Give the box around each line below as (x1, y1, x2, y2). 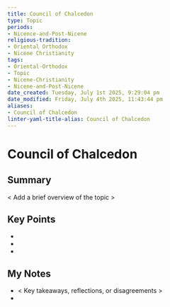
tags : (7, 57, 23, 64)
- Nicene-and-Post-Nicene (7, 83, 84, 90)
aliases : (7, 103, 33, 110)
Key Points (7, 214, 56, 226)
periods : (7, 23, 33, 30)
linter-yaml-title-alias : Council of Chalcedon (7, 115, 151, 122)
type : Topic (7, 17, 42, 24)
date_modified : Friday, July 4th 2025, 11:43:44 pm (7, 96, 163, 103)
